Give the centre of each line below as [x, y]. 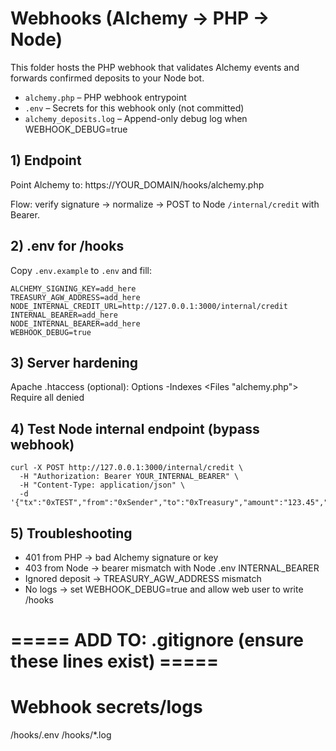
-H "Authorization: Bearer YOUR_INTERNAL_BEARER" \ [129, 477]
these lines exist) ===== [115, 661]
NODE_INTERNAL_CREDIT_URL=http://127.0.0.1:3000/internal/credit [149, 306]
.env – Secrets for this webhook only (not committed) [134, 108]
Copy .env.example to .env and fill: [81, 270]
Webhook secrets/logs [106, 707]
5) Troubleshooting [71, 533]
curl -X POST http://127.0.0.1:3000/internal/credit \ [127, 468]
